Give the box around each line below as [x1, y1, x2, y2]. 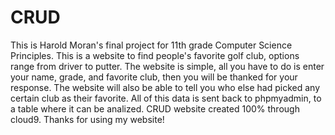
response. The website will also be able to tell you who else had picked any [10, 81, 321, 93]
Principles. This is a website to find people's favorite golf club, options [10, 49, 300, 61]
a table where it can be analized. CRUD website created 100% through [10, 102, 300, 115]
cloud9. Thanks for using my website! [10, 113, 165, 125]
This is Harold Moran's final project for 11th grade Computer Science [10, 39, 293, 51]
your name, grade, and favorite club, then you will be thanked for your [10, 71, 298, 83]
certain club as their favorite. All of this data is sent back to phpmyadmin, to [10, 92, 322, 104]
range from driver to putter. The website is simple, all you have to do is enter [10, 60, 325, 72]
